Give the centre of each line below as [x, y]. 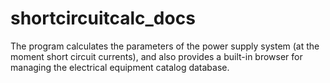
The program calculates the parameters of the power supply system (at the [165, 46]
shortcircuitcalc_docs [103, 18]
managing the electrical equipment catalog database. [120, 67]
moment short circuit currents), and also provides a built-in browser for [156, 56]
